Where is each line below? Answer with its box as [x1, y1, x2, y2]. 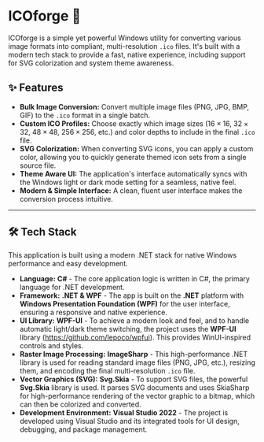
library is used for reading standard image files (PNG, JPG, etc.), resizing [19, 358, 255, 367]
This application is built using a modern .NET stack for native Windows [8, 250, 237, 259]
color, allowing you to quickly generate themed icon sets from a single [19, 152, 247, 162]
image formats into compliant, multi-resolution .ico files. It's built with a [8, 41, 240, 50]
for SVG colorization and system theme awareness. [8, 58, 174, 68]
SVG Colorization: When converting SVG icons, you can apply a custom [19, 143, 254, 153]
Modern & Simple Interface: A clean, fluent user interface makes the [19, 185, 243, 195]
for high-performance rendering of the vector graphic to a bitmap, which [19, 391, 255, 400]
